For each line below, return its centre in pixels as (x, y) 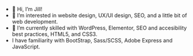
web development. (35, 22)
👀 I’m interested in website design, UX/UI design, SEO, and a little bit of (99, 15)
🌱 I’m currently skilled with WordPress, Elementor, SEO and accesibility (99, 28)
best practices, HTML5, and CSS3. (55, 34)
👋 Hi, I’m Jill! (27, 9)
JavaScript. (26, 47)
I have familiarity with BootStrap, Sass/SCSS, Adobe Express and (92, 40)
